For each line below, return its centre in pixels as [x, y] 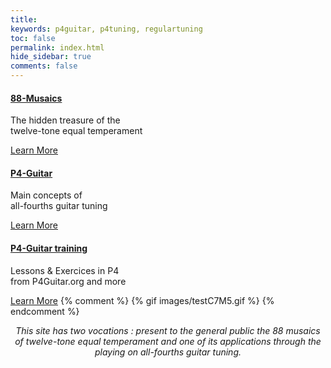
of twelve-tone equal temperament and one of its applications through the [168, 341]
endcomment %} [45, 311]
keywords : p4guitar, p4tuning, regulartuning [106, 29]
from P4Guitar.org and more [68, 281]
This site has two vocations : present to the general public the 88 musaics [168, 330]
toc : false [33, 38]
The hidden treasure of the [65, 120]
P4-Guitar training [49, 248]
